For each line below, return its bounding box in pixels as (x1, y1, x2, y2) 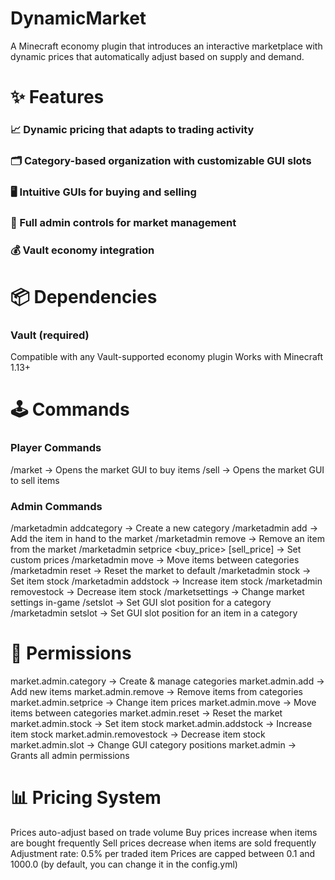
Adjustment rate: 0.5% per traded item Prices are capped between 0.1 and (10, 847, 316, 859)
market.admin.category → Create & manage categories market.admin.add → (10, 675, 325, 687)
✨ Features (10, 86, 105, 109)
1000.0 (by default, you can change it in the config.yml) (10, 858, 238, 870)
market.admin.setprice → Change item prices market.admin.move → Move (10, 696, 317, 708)
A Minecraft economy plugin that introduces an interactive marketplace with (10, 40, 323, 52)
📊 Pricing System (10, 787, 162, 809)
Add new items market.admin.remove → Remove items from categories (10, 685, 304, 697)
